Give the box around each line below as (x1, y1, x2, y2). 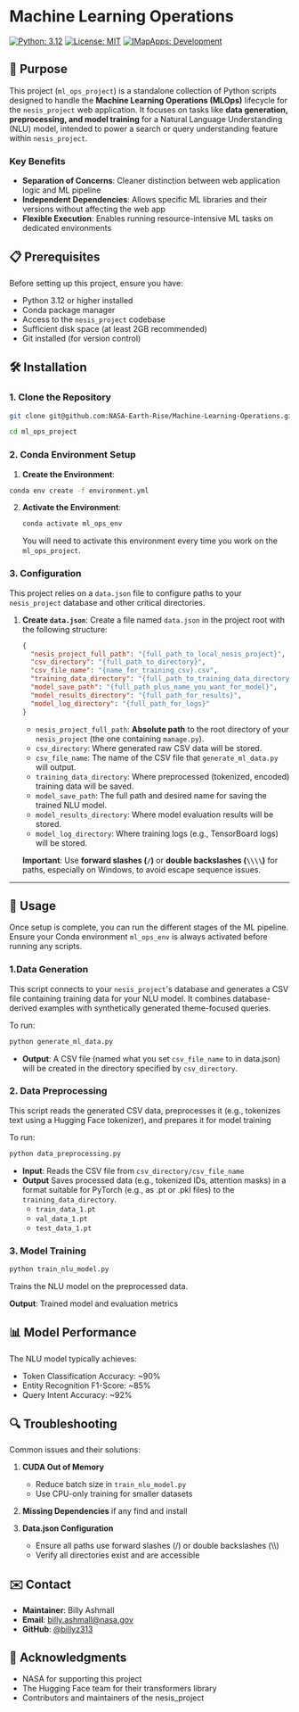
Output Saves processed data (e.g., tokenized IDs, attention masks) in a (21, 1175, 287, 1186)
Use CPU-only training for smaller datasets (35, 1488, 193, 1500)
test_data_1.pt (35, 1224, 92, 1233)
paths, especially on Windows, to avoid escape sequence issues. (21, 864, 261, 875)
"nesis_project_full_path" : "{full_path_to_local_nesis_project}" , (30, 649, 287, 658)
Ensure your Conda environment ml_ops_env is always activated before (9, 931, 269, 942)
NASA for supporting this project (21, 1674, 142, 1684)
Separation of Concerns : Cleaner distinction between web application (21, 176, 280, 186)
